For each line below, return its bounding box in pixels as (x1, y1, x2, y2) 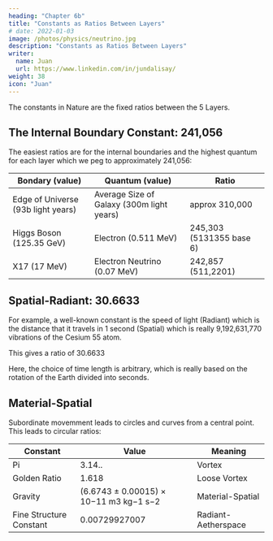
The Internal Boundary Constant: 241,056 (8, 125, 223, 139)
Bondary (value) (17, 175, 82, 187)
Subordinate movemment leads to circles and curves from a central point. (8, 418, 254, 427)
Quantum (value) (104, 175, 172, 187)
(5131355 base (189, 232, 251, 244)
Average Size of (94, 188, 155, 200)
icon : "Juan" (8, 80, 53, 88)
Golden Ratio (12, 472, 63, 483)
